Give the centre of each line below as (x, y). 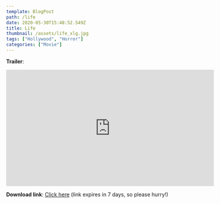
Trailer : (15, 61)
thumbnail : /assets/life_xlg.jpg (47, 34)
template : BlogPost (30, 12)
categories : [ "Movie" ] (34, 45)
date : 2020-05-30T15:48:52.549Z (46, 22)
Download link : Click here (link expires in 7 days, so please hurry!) (87, 194)
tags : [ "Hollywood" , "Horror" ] (45, 39)
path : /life (21, 17)
